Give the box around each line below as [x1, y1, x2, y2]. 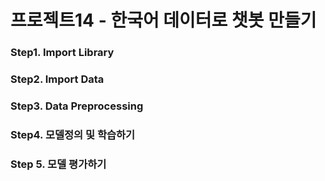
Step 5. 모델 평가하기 [10, 157, 107, 171]
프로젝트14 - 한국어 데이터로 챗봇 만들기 [10, 9, 317, 32]
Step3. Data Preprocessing [10, 99, 144, 113]
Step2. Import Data [10, 72, 105, 86]
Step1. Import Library [10, 46, 115, 60]
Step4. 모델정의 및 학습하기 [10, 127, 136, 141]
